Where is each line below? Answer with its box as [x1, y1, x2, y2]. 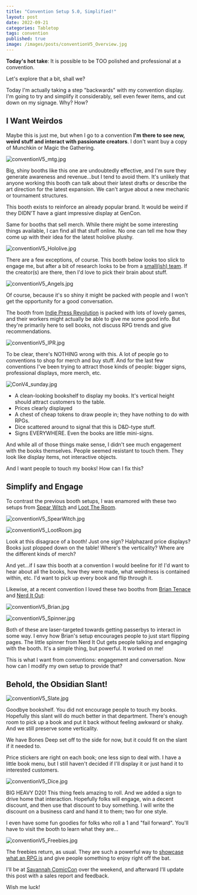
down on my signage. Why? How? [6, 99, 89, 106]
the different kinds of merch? [6, 550, 76, 557]
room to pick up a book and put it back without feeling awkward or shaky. [6, 719, 184, 726]
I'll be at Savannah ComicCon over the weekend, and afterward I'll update [6, 866, 184, 873]
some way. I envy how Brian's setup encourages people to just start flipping [6, 632, 189, 639]
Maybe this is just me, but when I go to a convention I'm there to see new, [6, 132, 185, 139]
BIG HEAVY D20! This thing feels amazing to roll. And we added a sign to [6, 789, 182, 796]
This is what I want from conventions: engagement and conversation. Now [6, 656, 186, 663]
